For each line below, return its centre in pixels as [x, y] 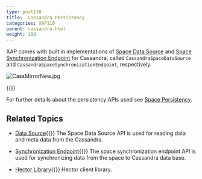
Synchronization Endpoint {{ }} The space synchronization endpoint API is [105, 151]
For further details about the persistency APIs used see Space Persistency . [99, 100]
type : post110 [24, 12]
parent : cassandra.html [36, 29]
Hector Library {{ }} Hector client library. [64, 169]
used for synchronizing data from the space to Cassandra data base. [100, 157]
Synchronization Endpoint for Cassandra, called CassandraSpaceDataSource [99, 58]
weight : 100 [21, 34]
